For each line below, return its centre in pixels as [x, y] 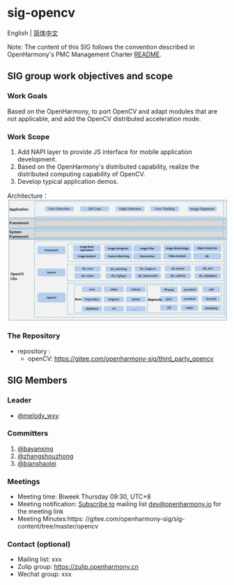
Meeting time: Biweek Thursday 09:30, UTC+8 [84, 497]
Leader [19, 400]
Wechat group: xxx [44, 574]
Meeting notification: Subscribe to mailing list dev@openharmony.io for [119, 504]
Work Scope [29, 136]
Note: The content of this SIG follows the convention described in [101, 47]
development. [37, 159]
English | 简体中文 [33, 33]
